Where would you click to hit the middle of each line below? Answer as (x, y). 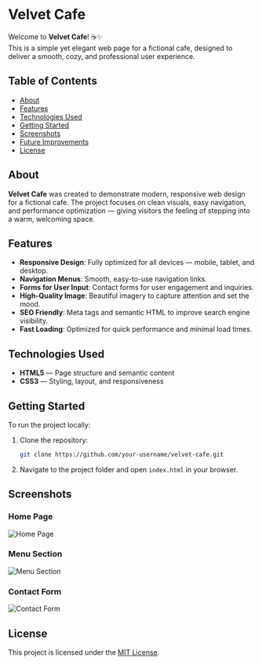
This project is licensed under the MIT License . (84, 652)
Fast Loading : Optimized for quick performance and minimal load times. (136, 329)
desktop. (34, 271)
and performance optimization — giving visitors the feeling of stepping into (129, 211)
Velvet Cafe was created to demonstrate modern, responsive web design (127, 193)
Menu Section (35, 554)
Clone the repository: (54, 440)
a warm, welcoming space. (52, 219)
